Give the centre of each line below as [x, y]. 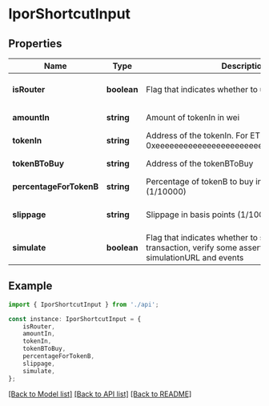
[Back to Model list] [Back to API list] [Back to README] [100, 394]
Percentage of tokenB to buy [200, 181]
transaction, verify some [192, 247]
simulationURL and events [195, 257]
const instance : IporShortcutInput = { [75, 319]
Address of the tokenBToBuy [200, 163]
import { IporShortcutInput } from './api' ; [84, 304]
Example [30, 286]
